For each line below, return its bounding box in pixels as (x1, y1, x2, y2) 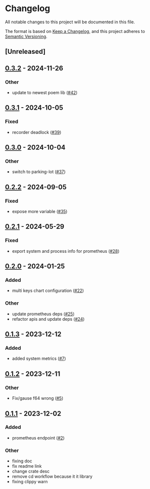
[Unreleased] (5, 48, 46, 56)
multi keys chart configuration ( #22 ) (12, 288, 84, 293)
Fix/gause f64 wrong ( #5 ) (12, 395, 64, 401)
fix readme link (12, 463, 42, 469)
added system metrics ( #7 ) (12, 356, 66, 361)
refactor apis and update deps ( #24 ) (12, 316, 85, 322)
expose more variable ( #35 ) (12, 209, 68, 214)
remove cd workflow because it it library (12, 473, 93, 479)
